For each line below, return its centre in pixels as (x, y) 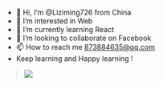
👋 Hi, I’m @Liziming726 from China (73, 12)
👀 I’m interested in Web (54, 21)
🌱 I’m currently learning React (65, 29)
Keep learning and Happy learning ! (75, 59)
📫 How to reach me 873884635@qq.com (85, 47)
